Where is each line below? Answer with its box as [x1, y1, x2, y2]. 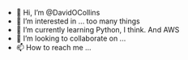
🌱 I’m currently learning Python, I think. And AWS [15, 25, 180, 34]
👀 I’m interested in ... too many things [15, 16, 140, 26]
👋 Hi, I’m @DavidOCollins [15, 8, 100, 17]
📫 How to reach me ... [15, 43, 92, 52]
